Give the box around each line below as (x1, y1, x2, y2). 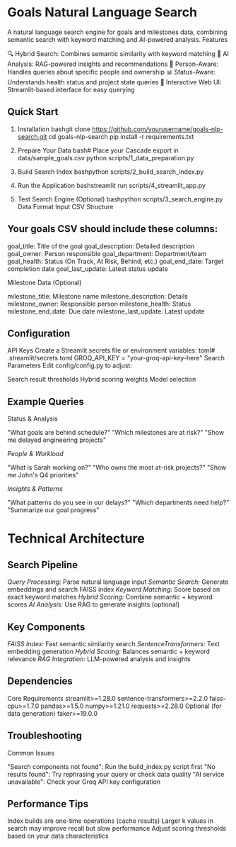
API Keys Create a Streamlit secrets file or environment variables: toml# (7, 346, 216, 355)
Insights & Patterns (7, 485, 63, 493)
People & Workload (7, 450, 64, 458)
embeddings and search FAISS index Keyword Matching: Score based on (7, 585, 220, 594)
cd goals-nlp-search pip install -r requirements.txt (48, 132, 194, 140)
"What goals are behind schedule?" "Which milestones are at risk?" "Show (7, 428, 225, 437)
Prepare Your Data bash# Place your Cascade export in (17, 146, 179, 155)
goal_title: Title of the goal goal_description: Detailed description (7, 242, 195, 250)
